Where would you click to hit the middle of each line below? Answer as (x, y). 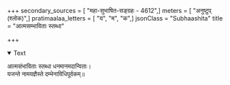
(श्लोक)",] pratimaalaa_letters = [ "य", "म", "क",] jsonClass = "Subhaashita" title (115, 18)
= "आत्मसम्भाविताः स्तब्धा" (36, 26)
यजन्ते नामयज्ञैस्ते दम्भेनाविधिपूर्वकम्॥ (46, 74)
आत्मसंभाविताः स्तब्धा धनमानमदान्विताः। (49, 66)
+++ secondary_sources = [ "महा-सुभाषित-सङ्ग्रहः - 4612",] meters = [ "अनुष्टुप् (109, 11)
